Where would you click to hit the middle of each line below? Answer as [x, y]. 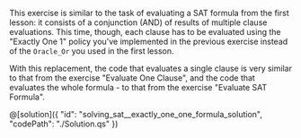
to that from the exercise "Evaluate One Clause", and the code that [133, 78]
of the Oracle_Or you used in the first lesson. [92, 51]
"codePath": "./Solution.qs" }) [64, 124]
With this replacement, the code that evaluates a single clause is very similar [150, 68]
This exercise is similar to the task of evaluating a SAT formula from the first [149, 13]
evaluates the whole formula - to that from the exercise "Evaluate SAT [138, 87]
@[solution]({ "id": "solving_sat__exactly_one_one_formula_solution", [136, 114]
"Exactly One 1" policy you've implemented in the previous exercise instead [149, 41]
